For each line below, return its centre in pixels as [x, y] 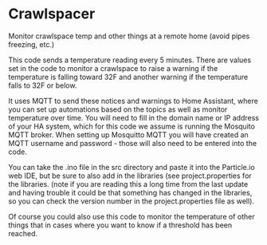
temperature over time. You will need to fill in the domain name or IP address [133, 117]
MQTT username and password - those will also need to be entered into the [133, 143]
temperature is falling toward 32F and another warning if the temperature [128, 77]
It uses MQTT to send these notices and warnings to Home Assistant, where [133, 101]
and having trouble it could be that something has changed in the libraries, [130, 192]
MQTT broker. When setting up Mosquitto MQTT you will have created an [128, 134]
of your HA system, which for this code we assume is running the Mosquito [132, 126]
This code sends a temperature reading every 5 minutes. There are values [130, 60]
